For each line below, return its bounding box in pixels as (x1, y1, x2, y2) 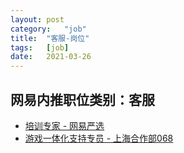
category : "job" (10, 24, 87, 34)
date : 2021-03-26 (10, 52, 92, 62)
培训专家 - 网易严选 (24, 119, 105, 131)
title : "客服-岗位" (10, 33, 90, 43)
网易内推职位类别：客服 (10, 91, 155, 108)
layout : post (10, 14, 65, 25)
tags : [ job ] (10, 42, 70, 53)
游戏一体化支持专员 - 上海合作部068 (24, 132, 174, 144)
